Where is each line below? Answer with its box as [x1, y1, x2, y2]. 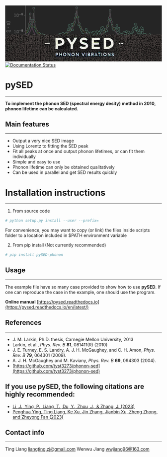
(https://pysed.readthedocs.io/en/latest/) [5, 304, 89, 310]
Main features [5, 120, 50, 128]
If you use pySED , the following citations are [5, 382, 145, 391]
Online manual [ [5, 299, 39, 305]
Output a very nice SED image [12, 138, 75, 144]
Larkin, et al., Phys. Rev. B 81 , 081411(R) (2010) [12, 341, 108, 348]
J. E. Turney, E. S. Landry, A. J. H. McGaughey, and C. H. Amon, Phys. [12, 347, 156, 353]
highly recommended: [5, 390, 76, 399]
